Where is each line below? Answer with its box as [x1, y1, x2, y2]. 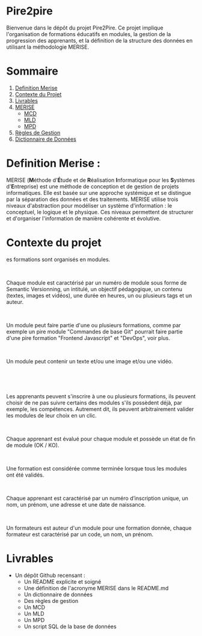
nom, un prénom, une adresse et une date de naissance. [6, 501, 146, 508]
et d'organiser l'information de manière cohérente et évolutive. [6, 215, 161, 222]
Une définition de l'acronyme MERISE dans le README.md [23, 584, 169, 591]
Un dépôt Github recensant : [14, 572, 85, 579]
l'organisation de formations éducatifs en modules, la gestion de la [6, 30, 171, 37]
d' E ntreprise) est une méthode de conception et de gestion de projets [6, 182, 179, 190]
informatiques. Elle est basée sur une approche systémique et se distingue [6, 189, 191, 196]
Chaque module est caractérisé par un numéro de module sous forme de [6, 279, 187, 286]
